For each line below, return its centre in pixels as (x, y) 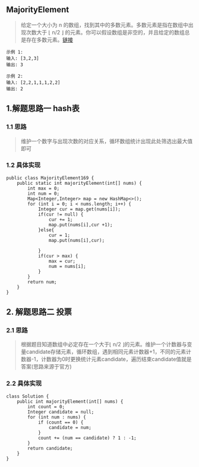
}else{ (46, 230)
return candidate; (50, 448)
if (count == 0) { (61, 422)
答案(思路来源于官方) (46, 367)
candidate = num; (70, 427)
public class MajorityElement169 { (50, 178)
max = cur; (62, 261)
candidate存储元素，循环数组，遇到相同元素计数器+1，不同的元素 (106, 352)
